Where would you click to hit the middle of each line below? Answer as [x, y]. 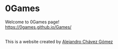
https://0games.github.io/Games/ [38, 27]
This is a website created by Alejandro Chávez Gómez [59, 41]
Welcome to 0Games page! [32, 22]
